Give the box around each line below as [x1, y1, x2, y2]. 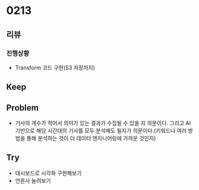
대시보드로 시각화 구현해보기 [15, 169, 82, 177]
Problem [6, 103, 39, 113]
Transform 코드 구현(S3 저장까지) [15, 64, 96, 71]
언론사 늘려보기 [15, 177, 51, 184]
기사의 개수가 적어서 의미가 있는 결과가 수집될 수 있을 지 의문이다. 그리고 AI [15, 120, 191, 127]
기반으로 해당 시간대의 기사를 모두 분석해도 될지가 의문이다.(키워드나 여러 [15, 127, 187, 134]
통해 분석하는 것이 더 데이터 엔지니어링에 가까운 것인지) [26, 135, 156, 142]
